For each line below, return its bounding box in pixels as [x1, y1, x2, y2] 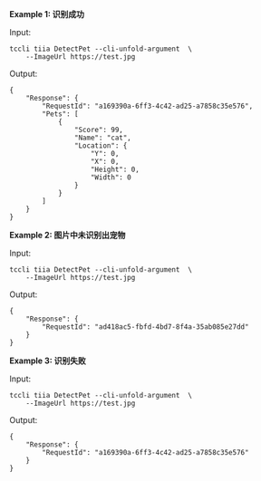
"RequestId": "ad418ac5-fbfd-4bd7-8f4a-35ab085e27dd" [42, 322, 249, 332]
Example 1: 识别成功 [9, 9, 84, 19]
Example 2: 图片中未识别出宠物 [9, 230, 126, 240]
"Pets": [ [42, 110, 79, 119]
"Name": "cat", [73, 133, 131, 142]
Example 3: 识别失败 [9, 355, 86, 366]
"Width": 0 [90, 173, 131, 182]
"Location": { [73, 141, 128, 150]
